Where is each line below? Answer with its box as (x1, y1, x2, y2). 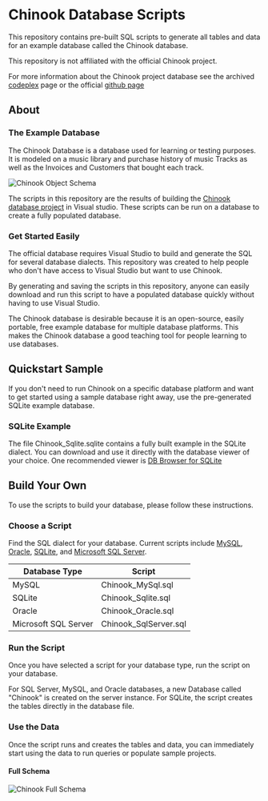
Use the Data (8, 722, 60, 733)
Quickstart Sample (8, 362, 104, 376)
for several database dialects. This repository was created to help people (8, 257, 250, 266)
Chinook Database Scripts (8, 6, 186, 24)
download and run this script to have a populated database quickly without (8, 290, 254, 299)
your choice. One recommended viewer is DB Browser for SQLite (8, 456, 222, 466)
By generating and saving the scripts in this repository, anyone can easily (8, 281, 250, 290)
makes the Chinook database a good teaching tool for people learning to (8, 330, 247, 340)
